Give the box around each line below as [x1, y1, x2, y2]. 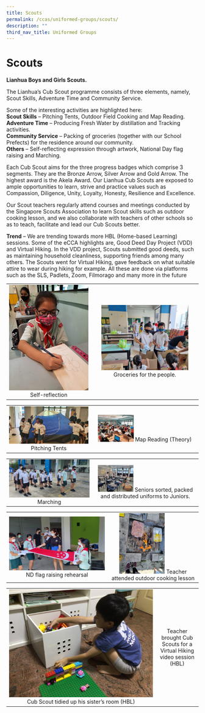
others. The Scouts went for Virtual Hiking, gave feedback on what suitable [6, 259, 195, 266]
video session [159, 653, 195, 661]
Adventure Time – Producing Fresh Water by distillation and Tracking [6, 120, 181, 127]
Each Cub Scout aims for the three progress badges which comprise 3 [6, 163, 184, 171]
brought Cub [161, 634, 193, 641]
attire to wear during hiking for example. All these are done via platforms [6, 265, 188, 273]
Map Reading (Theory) [135, 436, 192, 443]
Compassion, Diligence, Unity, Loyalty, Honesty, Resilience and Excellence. [6, 190, 195, 197]
